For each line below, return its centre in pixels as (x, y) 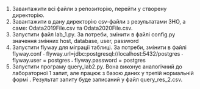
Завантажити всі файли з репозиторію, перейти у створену (89, 9)
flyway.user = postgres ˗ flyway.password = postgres (79, 60)
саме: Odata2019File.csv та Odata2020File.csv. (72, 28)
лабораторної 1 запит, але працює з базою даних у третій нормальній (103, 73)
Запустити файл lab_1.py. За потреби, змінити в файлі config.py (94, 35)
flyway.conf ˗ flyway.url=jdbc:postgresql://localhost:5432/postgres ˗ (98, 54)
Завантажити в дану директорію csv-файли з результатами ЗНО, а (99, 21)
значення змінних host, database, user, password (75, 41)
